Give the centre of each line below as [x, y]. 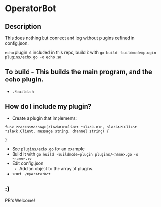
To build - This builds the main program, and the [79, 72]
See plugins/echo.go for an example [48, 149]
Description [23, 26]
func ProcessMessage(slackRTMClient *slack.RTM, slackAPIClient [71, 127]
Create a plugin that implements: [44, 118]
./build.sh [23, 92]
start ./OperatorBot [31, 174]
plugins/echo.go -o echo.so [33, 57]
